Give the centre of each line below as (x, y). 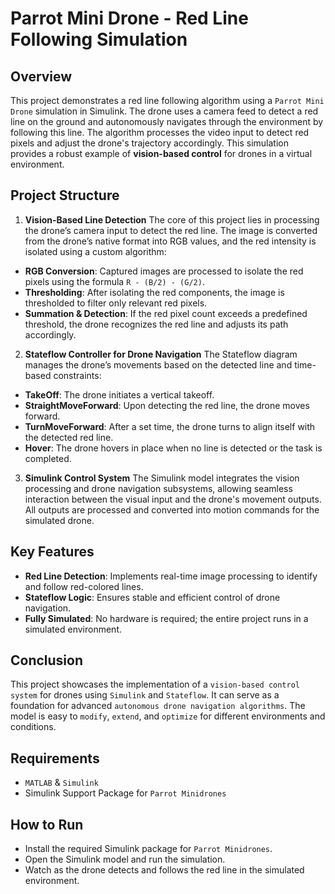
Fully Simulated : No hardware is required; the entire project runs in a (166, 618)
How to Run (47, 824)
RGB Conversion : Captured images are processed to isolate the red (164, 271)
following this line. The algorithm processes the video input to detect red (160, 132)
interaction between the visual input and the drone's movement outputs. (173, 499)
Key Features (52, 552)
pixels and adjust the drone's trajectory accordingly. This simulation (149, 143)
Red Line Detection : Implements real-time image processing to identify (171, 576)
